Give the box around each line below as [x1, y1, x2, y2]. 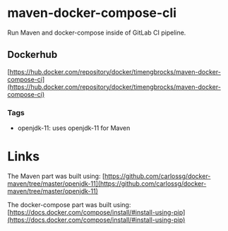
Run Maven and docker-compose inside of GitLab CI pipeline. [7, 28, 186, 37]
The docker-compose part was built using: [7, 200, 131, 209]
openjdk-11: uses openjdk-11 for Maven [17, 124, 131, 132]
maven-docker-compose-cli [7, 5, 177, 21]
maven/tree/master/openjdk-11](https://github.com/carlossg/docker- [7, 179, 207, 188]
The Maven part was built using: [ [7, 172, 105, 180]
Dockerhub [7, 49, 58, 61]
